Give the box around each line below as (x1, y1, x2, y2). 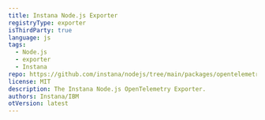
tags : (8, 41, 26, 49)
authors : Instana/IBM (8, 92, 80, 100)
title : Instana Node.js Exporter (8, 11, 118, 20)
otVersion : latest (8, 99, 69, 107)
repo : (8, 70, 26, 78)
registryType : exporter (8, 19, 87, 27)
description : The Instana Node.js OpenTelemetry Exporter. (8, 84, 207, 93)
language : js (8, 33, 51, 42)
